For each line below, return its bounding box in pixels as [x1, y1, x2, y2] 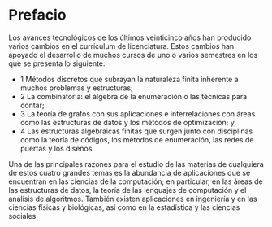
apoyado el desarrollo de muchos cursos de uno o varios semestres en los [8, 50, 258, 59]
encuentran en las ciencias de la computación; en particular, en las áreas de [8, 177, 263, 186]
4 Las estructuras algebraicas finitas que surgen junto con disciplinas [19, 126, 253, 136]
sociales [8, 211, 37, 220]
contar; [19, 100, 45, 110]
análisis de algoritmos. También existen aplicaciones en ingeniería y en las [8, 194, 257, 203]
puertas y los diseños [19, 143, 93, 153]
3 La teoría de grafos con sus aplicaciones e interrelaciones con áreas [19, 108, 256, 119]
